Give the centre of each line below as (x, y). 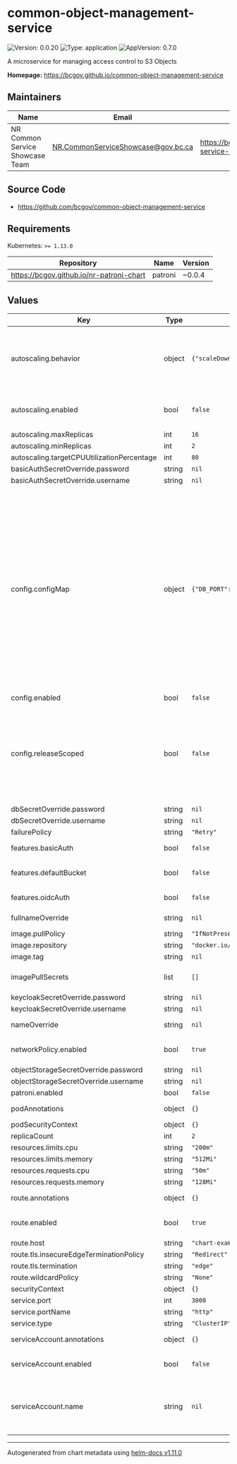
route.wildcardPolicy (45, 1277)
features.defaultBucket (49, 873)
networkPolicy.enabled (49, 1050)
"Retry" (204, 832)
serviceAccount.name (47, 1407)
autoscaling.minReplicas (51, 446)
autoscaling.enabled (44, 410)
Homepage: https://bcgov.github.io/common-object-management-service (115, 75)
